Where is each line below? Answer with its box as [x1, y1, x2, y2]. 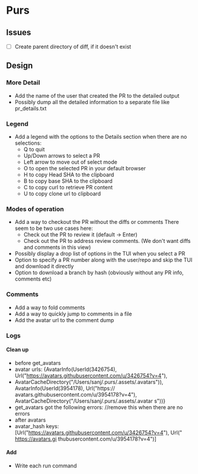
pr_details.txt [14, 105, 47, 112]
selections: [14, 139, 41, 146]
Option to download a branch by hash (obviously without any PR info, [14, 269, 184, 276]
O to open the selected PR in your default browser [23, 165, 146, 172]
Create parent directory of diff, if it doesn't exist [14, 43, 132, 50]
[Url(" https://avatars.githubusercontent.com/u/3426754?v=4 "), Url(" [14, 429, 183, 436]
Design [6, 61, 33, 71]
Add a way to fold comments [14, 304, 85, 311]
